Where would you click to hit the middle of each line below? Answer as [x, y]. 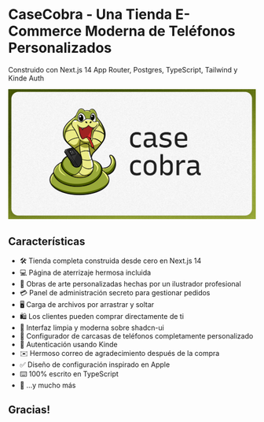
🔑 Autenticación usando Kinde [68, 345]
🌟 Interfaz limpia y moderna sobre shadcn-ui [92, 328]
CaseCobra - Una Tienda [90, 15]
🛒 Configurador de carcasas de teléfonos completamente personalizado [136, 336]
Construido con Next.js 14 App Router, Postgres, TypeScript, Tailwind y [123, 69]
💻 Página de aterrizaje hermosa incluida [85, 272]
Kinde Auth [26, 78]
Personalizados [60, 48]
